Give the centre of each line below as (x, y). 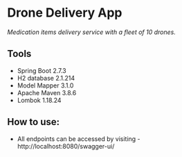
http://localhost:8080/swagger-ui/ (66, 146)
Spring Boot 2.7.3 (42, 70)
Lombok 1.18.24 (39, 100)
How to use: (34, 122)
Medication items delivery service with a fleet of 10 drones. (92, 32)
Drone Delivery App (65, 13)
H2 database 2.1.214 (46, 78)
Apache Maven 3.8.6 (47, 92)
